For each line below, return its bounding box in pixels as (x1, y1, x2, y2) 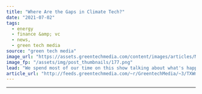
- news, (11, 37, 31, 43)
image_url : (6, 54, 34, 60)
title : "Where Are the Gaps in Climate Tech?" (6, 8, 125, 15)
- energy (11, 25, 34, 32)
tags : (6, 20, 20, 26)
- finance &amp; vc (11, 31, 61, 37)
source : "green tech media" (6, 48, 77, 54)
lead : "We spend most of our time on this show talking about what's (6, 64, 185, 71)
